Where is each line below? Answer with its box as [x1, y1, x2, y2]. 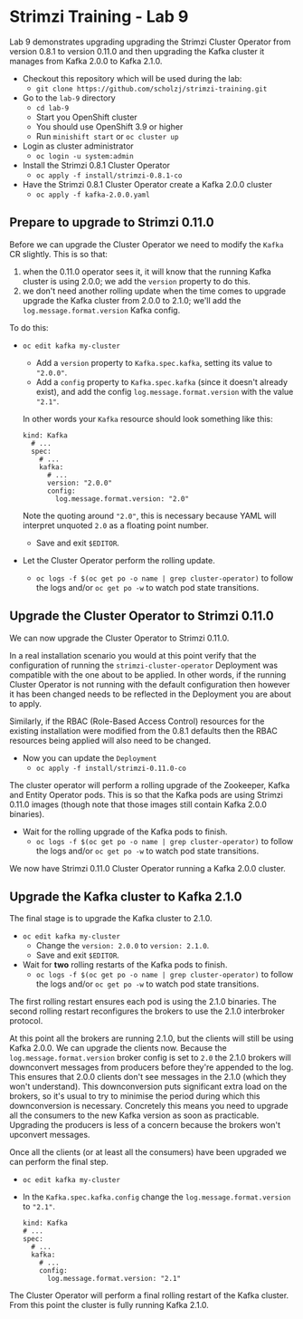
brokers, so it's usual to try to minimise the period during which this [9, 1091, 260, 1102]
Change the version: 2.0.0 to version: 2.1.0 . [35, 940, 210, 951]
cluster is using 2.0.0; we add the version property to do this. [22, 275, 251, 286]
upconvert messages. [9, 1130, 90, 1141]
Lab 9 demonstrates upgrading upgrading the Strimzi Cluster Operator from [9, 36, 291, 47]
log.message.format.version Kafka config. [22, 304, 181, 315]
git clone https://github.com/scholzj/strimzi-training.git [35, 84, 268, 93]
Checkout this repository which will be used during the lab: [22, 72, 242, 83]
